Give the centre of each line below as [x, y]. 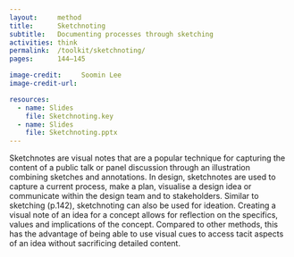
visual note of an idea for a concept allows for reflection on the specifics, [144, 215]
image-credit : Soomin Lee [66, 75]
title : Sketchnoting [57, 26]
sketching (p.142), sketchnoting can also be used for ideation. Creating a [143, 205]
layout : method [46, 17]
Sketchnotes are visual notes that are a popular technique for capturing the [147, 158]
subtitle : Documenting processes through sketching [112, 34]
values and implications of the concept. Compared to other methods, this [144, 225]
